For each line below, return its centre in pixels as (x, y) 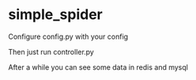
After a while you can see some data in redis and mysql (98, 67)
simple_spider (55, 15)
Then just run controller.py (51, 51)
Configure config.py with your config (68, 36)
